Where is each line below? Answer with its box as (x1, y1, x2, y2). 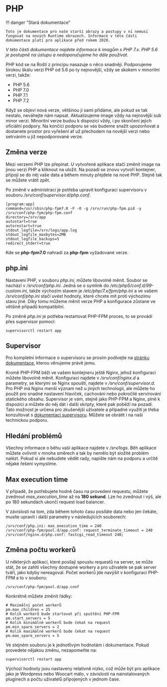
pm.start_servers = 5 (5, 615, 51, 621)
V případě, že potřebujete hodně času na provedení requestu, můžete (5, 489, 148, 494)
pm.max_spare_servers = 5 (5, 633, 59, 638)
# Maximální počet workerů (5, 602, 62, 607)
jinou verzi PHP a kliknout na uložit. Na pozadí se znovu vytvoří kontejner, (5, 166, 156, 172)
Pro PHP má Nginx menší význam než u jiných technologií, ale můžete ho (5, 386, 156, 392)
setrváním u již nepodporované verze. (5, 133, 83, 139)
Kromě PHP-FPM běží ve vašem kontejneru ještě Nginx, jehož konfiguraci (5, 370, 156, 376)
